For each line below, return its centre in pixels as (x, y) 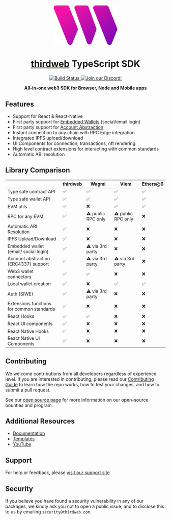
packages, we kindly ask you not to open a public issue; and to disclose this (85, 506)
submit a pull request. (28, 390)
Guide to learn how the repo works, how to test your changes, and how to (82, 384)
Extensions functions (30, 304)
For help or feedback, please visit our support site (58, 473)
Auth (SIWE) (20, 294)
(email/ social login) (28, 252)
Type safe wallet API (29, 199)
